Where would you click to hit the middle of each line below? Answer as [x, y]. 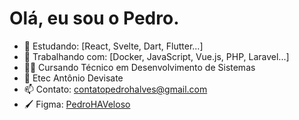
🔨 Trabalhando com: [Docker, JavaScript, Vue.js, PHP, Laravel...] [156, 56]
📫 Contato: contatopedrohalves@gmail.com [115, 89]
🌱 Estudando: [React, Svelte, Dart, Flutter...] [113, 46]
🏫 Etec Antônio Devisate [73, 78]
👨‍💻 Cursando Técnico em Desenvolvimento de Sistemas [139, 67]
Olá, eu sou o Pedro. [94, 18]
